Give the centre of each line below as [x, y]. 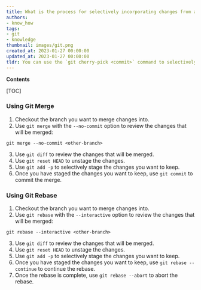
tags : [13, 29]
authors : [17, 17]
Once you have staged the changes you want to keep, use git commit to [104, 173]
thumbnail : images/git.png [40, 46]
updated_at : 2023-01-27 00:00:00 [48, 56]
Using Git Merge [30, 106]
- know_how [20, 23]
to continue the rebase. [67, 269]
